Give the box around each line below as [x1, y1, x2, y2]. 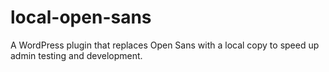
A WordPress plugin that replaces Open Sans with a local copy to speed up [10, 39, 320, 51]
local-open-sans [10, 6, 152, 29]
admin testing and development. [10, 49, 143, 61]
